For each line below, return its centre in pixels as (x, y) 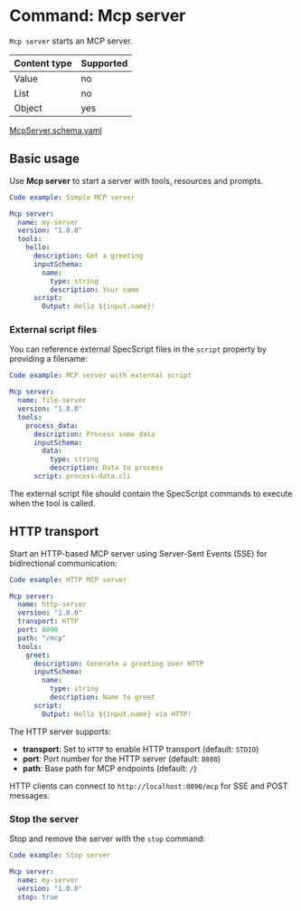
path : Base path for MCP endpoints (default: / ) (109, 768)
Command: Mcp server (98, 16)
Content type (43, 63)
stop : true (38, 897)
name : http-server (52, 605)
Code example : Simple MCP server (72, 197)
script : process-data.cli (82, 477)
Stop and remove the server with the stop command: (108, 838)
